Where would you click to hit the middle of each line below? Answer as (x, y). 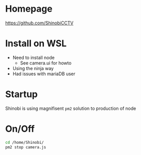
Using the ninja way (33, 68)
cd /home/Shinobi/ (25, 142)
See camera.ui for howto (46, 63)
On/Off (20, 129)
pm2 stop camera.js (26, 147)
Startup (21, 94)
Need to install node (33, 57)
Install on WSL (36, 43)
